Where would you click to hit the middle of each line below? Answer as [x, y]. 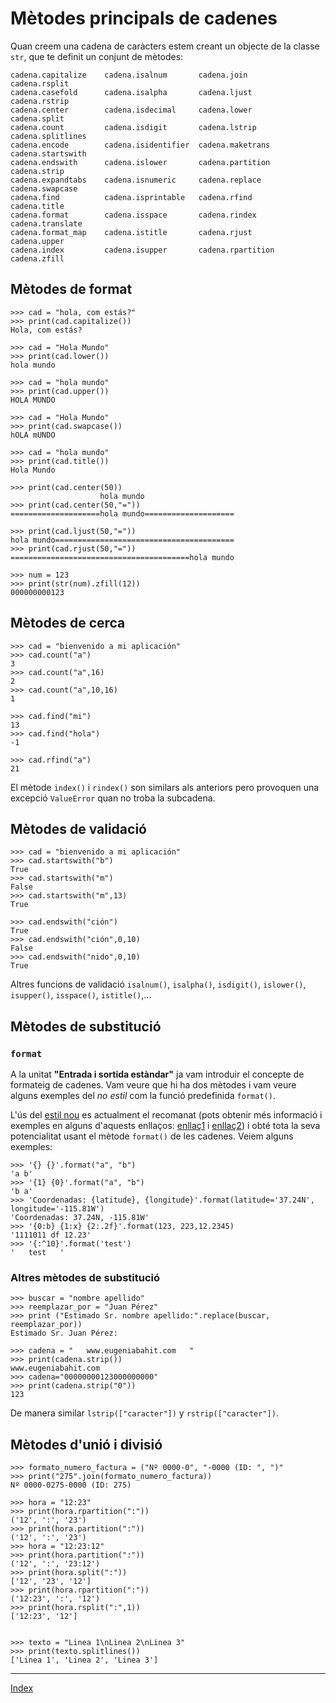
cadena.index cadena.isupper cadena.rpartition [142, 250]
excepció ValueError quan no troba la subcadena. [113, 798]
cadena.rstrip [40, 101]
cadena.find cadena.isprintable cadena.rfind [131, 197]
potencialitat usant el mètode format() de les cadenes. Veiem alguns [152, 1136]
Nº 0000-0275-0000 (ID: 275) [71, 1485]
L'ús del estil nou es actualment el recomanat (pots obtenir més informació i [166, 1115]
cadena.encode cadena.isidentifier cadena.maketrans [140, 145]
